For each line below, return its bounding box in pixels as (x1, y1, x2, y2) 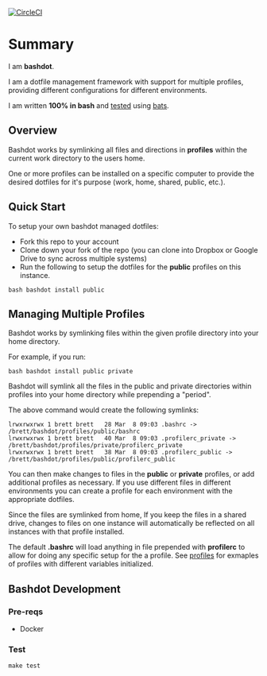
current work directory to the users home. (8, 153, 145, 163)
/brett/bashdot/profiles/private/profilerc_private (8, 442, 183, 450)
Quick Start (8, 200, 66, 214)
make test (8, 662, 41, 670)
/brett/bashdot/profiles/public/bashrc (8, 427, 141, 436)
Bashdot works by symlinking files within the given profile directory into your (8, 328, 259, 338)
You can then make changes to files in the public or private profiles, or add (8, 469, 255, 479)
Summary (8, 36, 74, 53)
